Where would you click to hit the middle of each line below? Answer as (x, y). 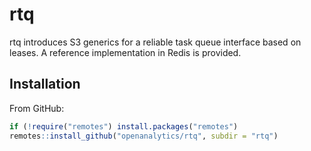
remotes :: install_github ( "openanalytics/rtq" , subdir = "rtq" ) (144, 136)
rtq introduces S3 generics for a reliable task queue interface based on (155, 42)
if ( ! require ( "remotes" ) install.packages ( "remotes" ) (124, 126)
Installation (45, 84)
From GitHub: (37, 108)
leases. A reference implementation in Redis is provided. (125, 52)
